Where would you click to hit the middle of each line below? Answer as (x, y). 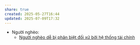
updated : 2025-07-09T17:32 (32, 18)
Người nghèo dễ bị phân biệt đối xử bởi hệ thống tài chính (77, 37)
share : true (17, 9)
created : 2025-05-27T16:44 (32, 14)
